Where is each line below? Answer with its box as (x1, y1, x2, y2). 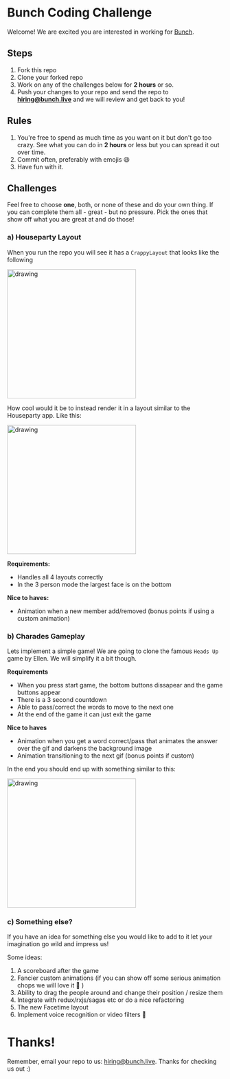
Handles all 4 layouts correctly (16, 573, 104, 581)
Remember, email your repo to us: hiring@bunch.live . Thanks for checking (7, 1058, 217, 1066)
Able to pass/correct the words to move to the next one (16, 703, 174, 711)
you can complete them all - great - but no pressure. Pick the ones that (7, 208, 208, 216)
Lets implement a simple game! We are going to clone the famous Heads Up (7, 647, 219, 655)
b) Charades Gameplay (7, 631, 86, 641)
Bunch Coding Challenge (7, 5, 152, 21)
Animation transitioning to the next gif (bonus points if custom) (16, 751, 194, 760)
